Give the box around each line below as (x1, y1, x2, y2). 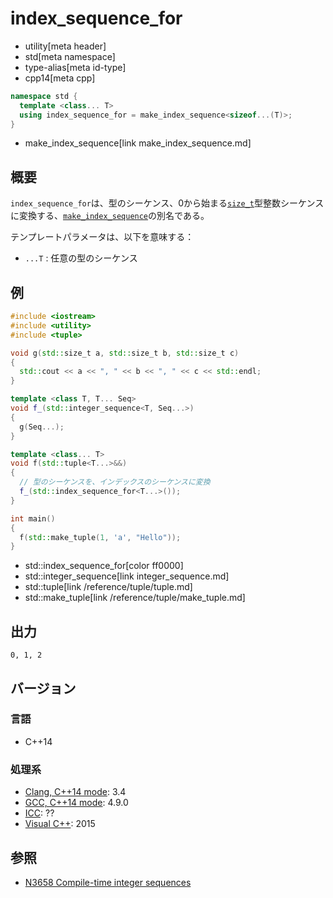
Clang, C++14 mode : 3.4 (24, 786, 127, 798)
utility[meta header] (24, 40, 107, 52)
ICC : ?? (24, 807, 55, 819)
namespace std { (10, 91, 78, 101)
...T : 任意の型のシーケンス (24, 252, 138, 264)
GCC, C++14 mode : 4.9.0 (24, 797, 129, 809)
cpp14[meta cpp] (24, 72, 96, 84)
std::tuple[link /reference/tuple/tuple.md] (24, 581, 193, 593)
